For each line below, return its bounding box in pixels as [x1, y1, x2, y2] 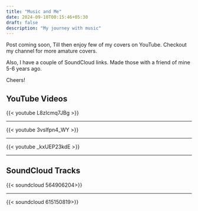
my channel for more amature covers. [6, 48, 97, 55]
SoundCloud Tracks [6, 166, 81, 176]
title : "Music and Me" [6, 8, 62, 15]
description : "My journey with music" [6, 25, 101, 31]
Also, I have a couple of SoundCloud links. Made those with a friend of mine [6, 59, 190, 66]
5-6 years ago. [6, 65, 42, 72]
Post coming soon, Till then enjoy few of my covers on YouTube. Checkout [6, 41, 187, 48]
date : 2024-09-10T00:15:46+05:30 [6, 14, 88, 20]
